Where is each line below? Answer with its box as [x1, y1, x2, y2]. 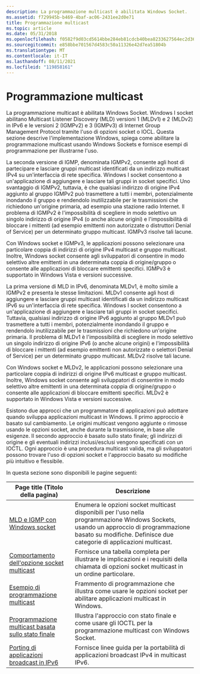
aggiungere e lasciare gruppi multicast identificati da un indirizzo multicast [6, 296, 189, 303]
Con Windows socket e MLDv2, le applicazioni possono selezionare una [6, 364, 183, 371]
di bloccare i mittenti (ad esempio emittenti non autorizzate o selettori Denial [6, 346, 193, 353]
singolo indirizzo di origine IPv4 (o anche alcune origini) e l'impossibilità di [6, 215, 188, 223]
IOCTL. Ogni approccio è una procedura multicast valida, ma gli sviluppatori [6, 445, 192, 452]
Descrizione [115, 487, 151, 496]
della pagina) [20, 491, 58, 499]
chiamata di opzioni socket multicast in [74, 563, 183, 571]
